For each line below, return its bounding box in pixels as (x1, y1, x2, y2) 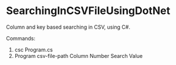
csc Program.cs (14, 46, 53, 53)
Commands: (6, 35, 36, 42)
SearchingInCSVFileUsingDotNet (6, 4, 171, 18)
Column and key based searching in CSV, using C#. (6, 23, 131, 30)
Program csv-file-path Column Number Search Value (14, 52, 143, 59)
